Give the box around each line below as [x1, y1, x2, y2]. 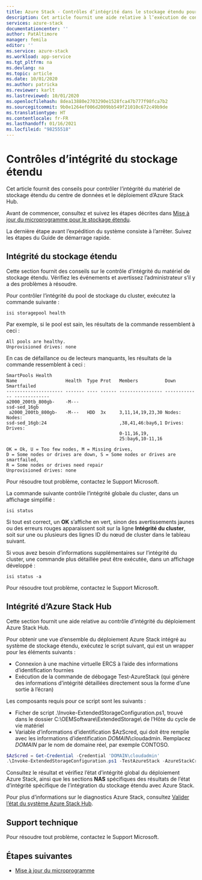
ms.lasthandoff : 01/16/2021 [6, 121, 77, 127]
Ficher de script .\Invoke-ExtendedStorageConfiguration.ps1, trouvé [14, 709, 183, 716]
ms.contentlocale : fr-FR [6, 115, 69, 121]
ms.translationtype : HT [6, 110, 66, 116]
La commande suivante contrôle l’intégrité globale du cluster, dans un [6, 489, 179, 497]
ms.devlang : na [6, 64, 44, 71]
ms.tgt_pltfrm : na [6, 59, 52, 65]
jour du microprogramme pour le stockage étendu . [6, 216, 131, 223]
